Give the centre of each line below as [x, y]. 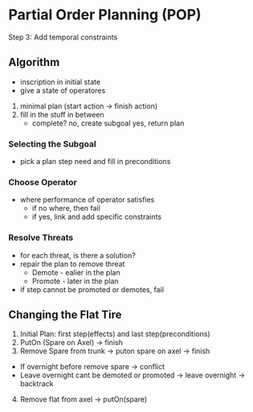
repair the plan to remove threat [72, 264]
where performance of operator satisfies [87, 200]
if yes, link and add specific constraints [97, 217]
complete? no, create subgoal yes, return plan [108, 123]
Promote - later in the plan [75, 281]
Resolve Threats [41, 237]
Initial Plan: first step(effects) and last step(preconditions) [115, 334]
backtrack [37, 384]
